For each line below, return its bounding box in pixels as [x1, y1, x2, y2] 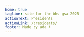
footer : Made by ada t [5, 25, 51, 30]
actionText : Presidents [5, 16, 53, 21]
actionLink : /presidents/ [5, 20, 57, 25]
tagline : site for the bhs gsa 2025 [5, 12, 79, 16]
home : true [5, 7, 27, 12]
